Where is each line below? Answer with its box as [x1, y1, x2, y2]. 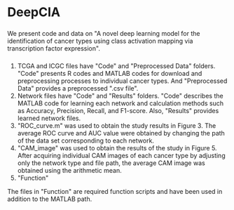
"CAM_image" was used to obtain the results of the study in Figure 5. [17, 144, 217, 152]
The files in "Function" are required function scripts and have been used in [7, 188, 223, 196]
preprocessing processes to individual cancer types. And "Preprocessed [17, 77, 228, 85]
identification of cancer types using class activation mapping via [7, 37, 193, 46]
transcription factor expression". [7, 44, 100, 53]
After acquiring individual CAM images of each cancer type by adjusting [17, 152, 226, 160]
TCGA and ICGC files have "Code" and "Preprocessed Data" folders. [17, 62, 216, 70]
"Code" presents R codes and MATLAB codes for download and [17, 70, 202, 78]
